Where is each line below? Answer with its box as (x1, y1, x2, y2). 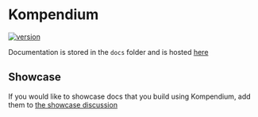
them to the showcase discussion (8, 99, 117, 109)
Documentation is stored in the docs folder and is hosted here (8, 47, 209, 57)
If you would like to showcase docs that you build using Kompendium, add (8, 92, 252, 101)
